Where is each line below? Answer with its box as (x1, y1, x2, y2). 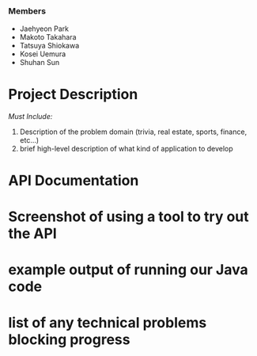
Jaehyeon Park (19, 24, 70, 33)
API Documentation (8, 171, 139, 189)
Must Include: (8, 111, 53, 121)
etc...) (19, 135, 40, 144)
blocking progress (8, 331, 130, 349)
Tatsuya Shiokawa (19, 40, 80, 50)
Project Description (8, 85, 138, 103)
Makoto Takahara (19, 32, 77, 41)
